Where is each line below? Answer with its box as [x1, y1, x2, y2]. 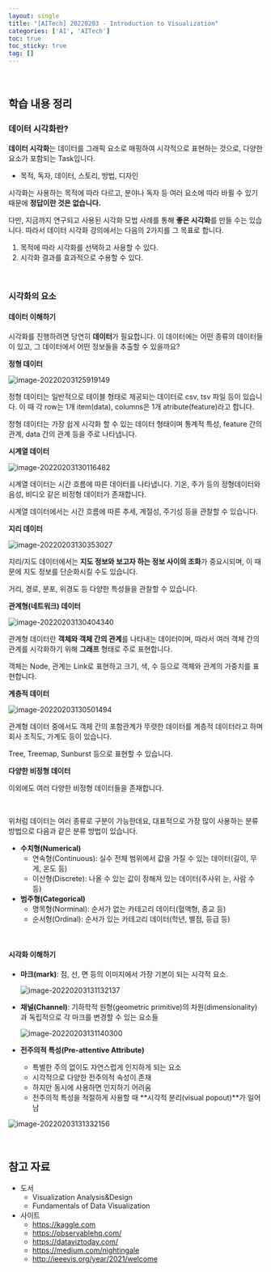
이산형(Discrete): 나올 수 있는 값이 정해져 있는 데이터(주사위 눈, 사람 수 [32, 873, 256, 883]
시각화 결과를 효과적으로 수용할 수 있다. [19, 252, 144, 262]
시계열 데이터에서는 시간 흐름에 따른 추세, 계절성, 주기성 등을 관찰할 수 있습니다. [8, 507, 259, 516]
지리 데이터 [8, 524, 43, 533]
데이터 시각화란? [8, 123, 69, 134]
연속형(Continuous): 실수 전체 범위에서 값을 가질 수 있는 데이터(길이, [32, 853, 249, 863]
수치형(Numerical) [19, 843, 82, 853]
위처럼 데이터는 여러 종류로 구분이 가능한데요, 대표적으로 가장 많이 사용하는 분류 [8, 816, 259, 825]
